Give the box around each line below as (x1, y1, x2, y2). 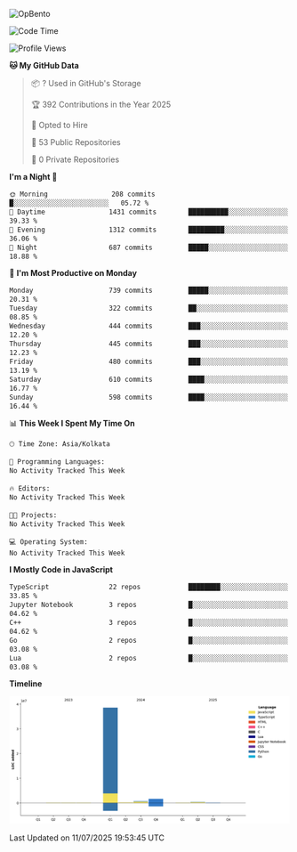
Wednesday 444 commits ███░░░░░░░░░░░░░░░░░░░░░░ (9, 321, 289, 330)
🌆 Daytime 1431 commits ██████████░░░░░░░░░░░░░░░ (9, 207, 289, 216)
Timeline (9, 678, 43, 689)
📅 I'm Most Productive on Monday (9, 268, 138, 278)
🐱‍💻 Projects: (9, 511, 58, 520)
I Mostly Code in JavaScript (9, 564, 114, 574)
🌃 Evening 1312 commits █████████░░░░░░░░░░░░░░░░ (9, 225, 289, 234)
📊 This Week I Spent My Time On (9, 418, 135, 428)
